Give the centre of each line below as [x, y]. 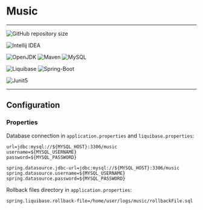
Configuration [33, 105]
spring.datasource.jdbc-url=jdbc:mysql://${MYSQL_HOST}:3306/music [93, 168]
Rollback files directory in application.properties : [69, 189]
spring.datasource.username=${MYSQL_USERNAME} [66, 173]
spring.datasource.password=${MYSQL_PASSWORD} [66, 179]
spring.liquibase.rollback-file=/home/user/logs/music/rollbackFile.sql [100, 201]
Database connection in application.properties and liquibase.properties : [100, 136]
